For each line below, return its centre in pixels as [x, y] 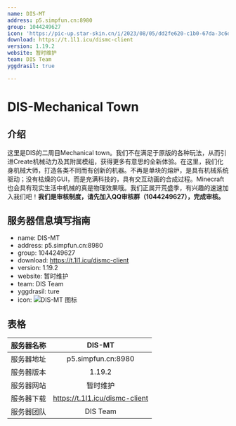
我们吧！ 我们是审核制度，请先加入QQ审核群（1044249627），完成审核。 [119, 197]
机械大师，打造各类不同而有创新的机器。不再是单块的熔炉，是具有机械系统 [121, 170]
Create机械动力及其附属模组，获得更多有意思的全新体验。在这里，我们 [115, 161]
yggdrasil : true [31, 66]
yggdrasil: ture [38, 291]
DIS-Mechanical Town [73, 107]
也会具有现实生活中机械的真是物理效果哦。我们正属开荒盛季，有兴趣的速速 [115, 187]
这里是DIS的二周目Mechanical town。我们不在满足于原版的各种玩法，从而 [114, 152]
